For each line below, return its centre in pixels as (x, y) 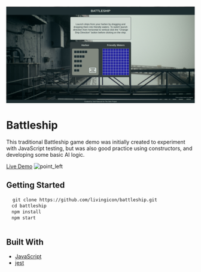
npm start (24, 218)
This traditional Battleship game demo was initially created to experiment (96, 142)
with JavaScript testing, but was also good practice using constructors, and (99, 148)
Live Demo (19, 166)
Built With (25, 242)
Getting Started (36, 185)
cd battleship (29, 206)
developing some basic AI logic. (45, 154)
